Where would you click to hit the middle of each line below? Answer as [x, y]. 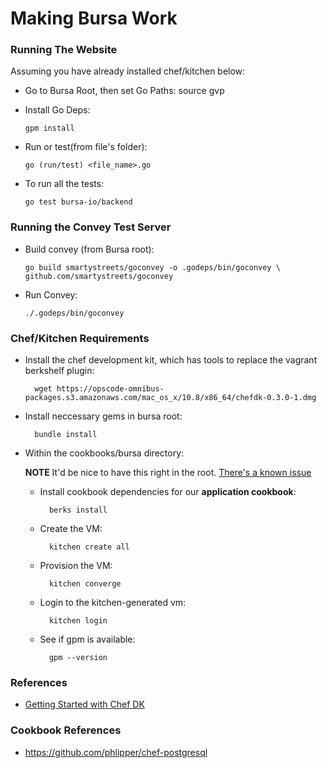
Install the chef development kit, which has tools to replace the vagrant [171, 360]
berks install [78, 510]
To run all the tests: [64, 184]
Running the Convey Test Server [91, 227]
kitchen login [78, 621]
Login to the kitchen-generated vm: [113, 603]
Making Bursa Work [94, 18]
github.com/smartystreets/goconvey [99, 276]
